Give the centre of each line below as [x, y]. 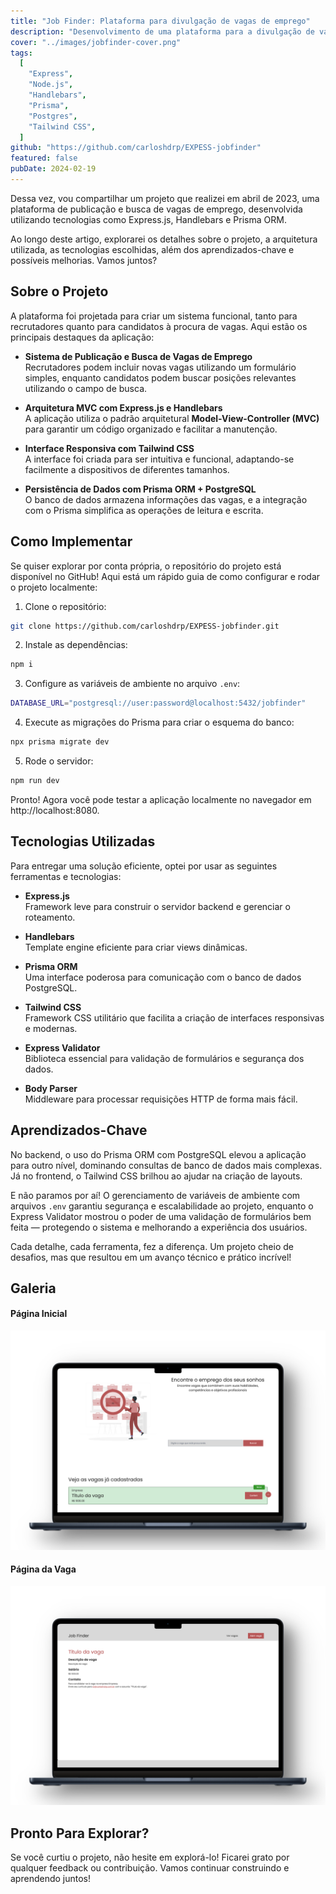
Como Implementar [71, 541]
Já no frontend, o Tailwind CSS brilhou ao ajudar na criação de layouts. [156, 1176]
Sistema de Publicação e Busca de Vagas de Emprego [138, 356]
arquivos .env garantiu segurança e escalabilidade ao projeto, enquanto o [162, 1206]
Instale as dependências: [76, 645]
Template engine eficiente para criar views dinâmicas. [136, 947]
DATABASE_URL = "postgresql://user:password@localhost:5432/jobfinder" [158, 703]
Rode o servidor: [59, 761]
